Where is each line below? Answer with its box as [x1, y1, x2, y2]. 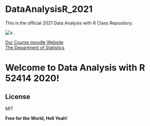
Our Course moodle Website [5, 39, 64, 45]
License [5, 92, 30, 101]
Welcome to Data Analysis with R [5, 62, 145, 73]
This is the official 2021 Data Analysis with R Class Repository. [5, 20, 133, 26]
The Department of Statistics [5, 44, 65, 50]
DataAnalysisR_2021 [5, 3, 93, 15]
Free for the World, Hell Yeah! [5, 115, 67, 121]
